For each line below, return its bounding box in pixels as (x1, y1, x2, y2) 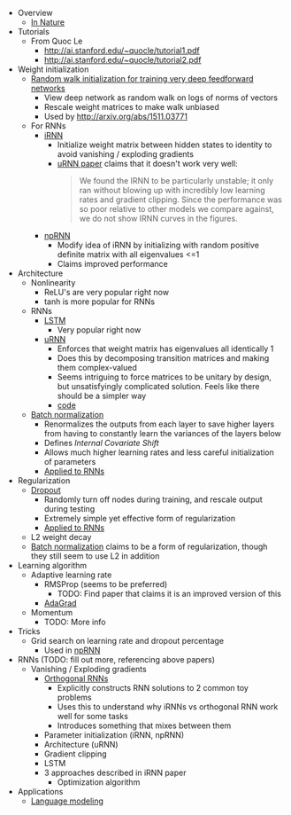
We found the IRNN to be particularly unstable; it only (79, 176, 274, 185)
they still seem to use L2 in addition (30, 551, 160, 561)
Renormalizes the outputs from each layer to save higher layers (43, 419, 275, 429)
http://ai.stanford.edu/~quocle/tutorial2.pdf (43, 55, 202, 65)
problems (57, 692, 92, 702)
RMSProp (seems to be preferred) (43, 579, 168, 589)
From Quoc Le (30, 35, 83, 46)
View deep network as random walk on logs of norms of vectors (43, 92, 279, 103)
